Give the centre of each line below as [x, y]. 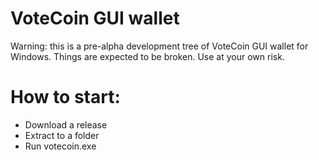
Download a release [66, 124]
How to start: [65, 97]
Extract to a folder [62, 135]
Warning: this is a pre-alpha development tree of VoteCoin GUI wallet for [159, 46]
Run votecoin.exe [60, 146]
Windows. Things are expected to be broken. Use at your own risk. [147, 56]
